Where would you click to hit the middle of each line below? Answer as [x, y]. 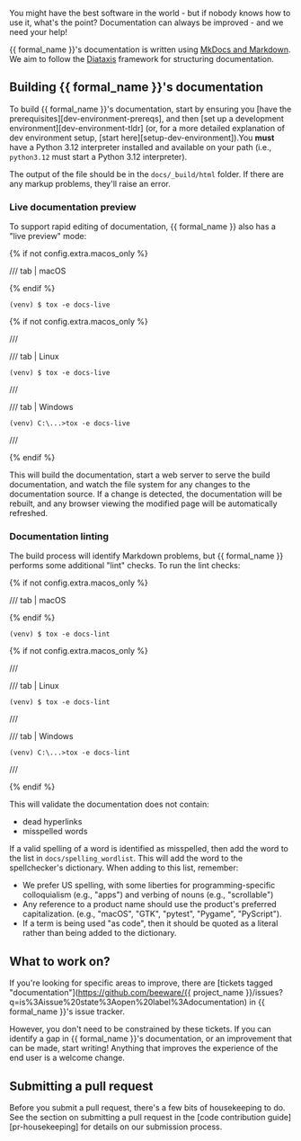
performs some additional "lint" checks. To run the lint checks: [125, 566]
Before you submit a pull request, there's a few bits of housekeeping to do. [147, 1108]
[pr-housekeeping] [44, 1127]
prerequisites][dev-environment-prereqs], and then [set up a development [147, 118]
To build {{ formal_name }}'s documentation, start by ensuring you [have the [150, 109]
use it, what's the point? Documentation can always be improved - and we [146, 22]
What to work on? [60, 961]
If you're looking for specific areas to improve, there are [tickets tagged [142, 983]
